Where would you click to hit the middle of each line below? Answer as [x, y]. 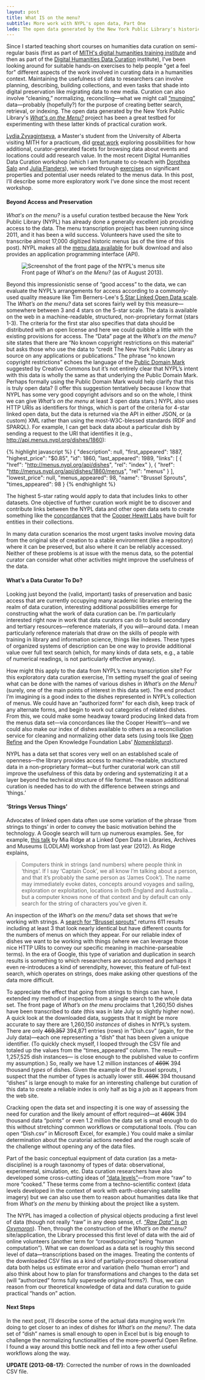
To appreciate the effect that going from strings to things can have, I [92, 992]
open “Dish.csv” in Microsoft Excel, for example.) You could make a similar [100, 1133]
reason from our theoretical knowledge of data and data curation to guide [99, 1287]
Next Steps [21, 1307]
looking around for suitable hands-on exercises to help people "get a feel [98, 66]
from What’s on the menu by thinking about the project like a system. [93, 1204]
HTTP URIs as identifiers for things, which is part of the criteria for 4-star [98, 408]
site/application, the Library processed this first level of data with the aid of [101, 1235]
